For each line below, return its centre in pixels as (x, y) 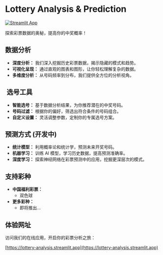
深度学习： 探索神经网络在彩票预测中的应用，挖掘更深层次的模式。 (80, 159)
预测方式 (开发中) (31, 134)
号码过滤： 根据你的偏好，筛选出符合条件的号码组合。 (67, 111)
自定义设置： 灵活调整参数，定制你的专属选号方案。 (64, 117)
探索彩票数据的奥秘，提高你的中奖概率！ (46, 33)
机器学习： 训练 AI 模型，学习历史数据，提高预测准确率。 (70, 153)
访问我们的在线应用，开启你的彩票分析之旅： (50, 237)
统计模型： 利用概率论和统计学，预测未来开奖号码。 (64, 147)
